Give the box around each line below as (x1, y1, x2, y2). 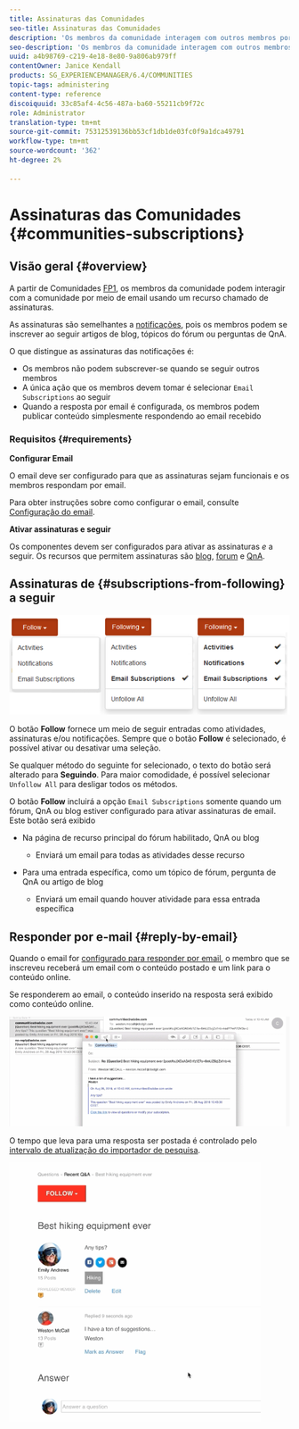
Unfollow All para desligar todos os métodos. (9, 779, 178, 790)
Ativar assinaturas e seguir (9, 523, 111, 535)
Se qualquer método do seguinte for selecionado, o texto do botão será (9, 760, 271, 771)
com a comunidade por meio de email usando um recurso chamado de (9, 292, 269, 303)
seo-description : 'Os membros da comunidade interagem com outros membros (9, 43, 293, 52)
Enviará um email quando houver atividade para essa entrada (35, 893, 261, 905)
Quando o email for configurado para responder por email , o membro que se (9, 953, 290, 964)
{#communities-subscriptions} (9, 223, 245, 244)
